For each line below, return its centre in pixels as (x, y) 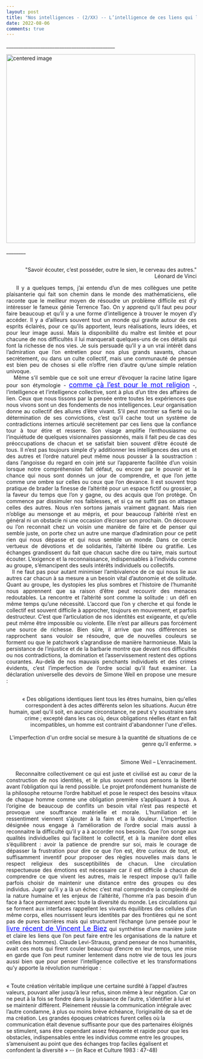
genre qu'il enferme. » (169, 744)
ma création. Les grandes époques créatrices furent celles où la (86, 1018)
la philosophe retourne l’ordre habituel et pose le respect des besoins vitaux (101, 793)
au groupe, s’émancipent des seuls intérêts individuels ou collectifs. (91, 565)
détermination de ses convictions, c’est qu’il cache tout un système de (101, 418)
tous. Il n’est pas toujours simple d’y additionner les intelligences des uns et (101, 450)
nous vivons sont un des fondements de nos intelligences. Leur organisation (101, 405)
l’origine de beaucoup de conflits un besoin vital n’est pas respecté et (101, 806)
